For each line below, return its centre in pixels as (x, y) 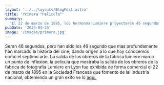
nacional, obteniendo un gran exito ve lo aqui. (51, 77)
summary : (14, 19)
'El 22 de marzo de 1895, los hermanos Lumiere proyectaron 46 (75, 23)
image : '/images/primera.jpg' (36, 32)
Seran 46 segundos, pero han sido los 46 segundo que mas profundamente (81, 46)
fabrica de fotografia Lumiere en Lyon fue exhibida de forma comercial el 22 (82, 67)
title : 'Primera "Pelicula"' (35, 14)
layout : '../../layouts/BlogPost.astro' (47, 10)
